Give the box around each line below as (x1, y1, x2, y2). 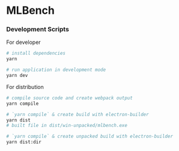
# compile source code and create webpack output (6, 94, 133, 101)
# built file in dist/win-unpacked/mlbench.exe (6, 123, 128, 129)
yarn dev (6, 73, 28, 79)
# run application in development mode (6, 67, 106, 73)
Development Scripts (6, 25, 69, 34)
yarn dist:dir (6, 139, 42, 145)
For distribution (6, 83, 44, 90)
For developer (6, 39, 41, 46)
